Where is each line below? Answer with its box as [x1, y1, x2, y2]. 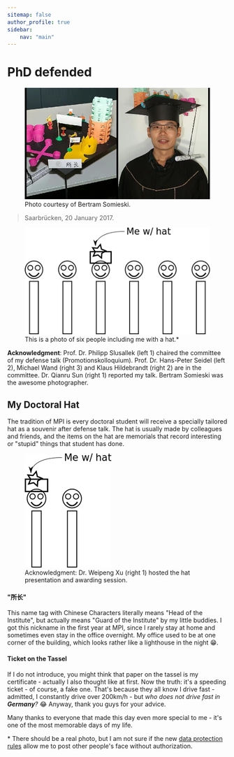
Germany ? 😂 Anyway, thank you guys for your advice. [7, 700, 166, 708]
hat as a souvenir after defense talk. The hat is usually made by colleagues [7, 425, 222, 433]
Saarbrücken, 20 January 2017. [24, 213, 115, 222]
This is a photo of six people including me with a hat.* [24, 336, 180, 344]
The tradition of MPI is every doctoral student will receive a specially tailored [7, 417, 228, 426]
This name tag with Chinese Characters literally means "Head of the [7, 609, 203, 617]
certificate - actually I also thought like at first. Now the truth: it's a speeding [7, 677, 226, 686]
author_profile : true [7, 18, 71, 26]
